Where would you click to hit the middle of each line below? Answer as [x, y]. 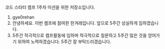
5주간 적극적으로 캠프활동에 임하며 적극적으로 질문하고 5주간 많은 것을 [80, 35]
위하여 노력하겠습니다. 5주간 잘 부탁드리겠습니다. [64, 42]
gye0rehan [23, 17]
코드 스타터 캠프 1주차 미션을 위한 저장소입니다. [50, 7]
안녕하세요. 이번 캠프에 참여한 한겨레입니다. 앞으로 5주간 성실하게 [75, 23]
